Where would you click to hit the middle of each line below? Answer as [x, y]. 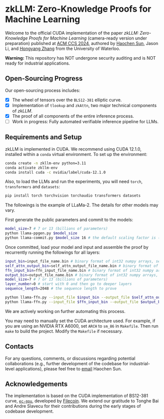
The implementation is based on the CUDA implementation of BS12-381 [77, 396]
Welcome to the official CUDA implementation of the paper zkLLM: [72, 33]
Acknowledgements [36, 384]
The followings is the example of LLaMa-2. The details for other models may [82, 205]
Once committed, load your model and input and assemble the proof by [77, 247]
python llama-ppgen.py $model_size [41, 233]
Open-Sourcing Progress [44, 78]
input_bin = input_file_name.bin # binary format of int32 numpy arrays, [79, 261]
